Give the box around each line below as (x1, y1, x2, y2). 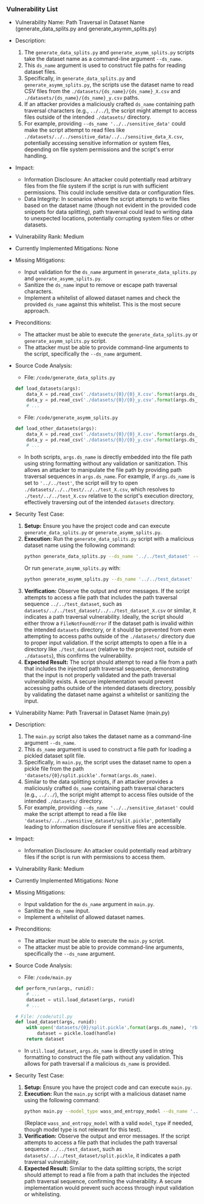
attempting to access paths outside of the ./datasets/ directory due (24, 633, 195, 640)
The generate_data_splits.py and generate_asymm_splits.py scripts (24, 49, 194, 56)
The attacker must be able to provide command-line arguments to (24, 343, 189, 351)
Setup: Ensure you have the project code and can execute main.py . (24, 1083, 192, 1091)
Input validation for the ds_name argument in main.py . (24, 901, 155, 908)
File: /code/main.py (24, 974, 72, 981)
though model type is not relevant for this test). (24, 1125, 142, 1133)
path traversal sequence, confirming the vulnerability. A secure (24, 1177, 182, 1185)
